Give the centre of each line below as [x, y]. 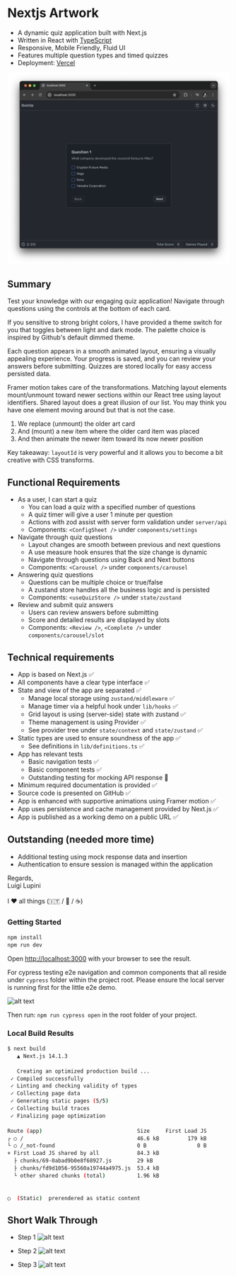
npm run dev [25, 945]
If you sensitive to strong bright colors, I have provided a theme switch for [115, 322]
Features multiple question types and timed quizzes [93, 55]
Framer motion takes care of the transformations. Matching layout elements [117, 388]
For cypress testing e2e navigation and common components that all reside [117, 972]
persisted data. [29, 374]
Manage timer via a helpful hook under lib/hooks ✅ [103, 706]
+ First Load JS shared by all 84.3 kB [83, 1153]
